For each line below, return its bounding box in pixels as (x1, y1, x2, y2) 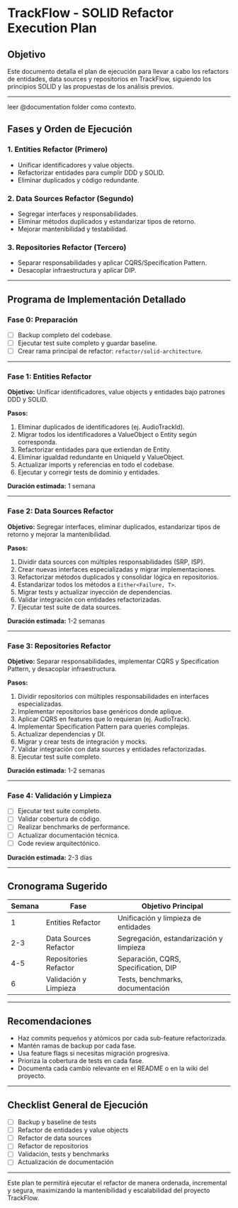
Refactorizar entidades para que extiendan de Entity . (17, 445, 171, 454)
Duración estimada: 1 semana (7, 481, 96, 491)
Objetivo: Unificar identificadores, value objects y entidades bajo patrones (7, 388, 225, 396)
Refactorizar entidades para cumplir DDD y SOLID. (17, 168, 165, 177)
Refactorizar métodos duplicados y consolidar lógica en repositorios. (17, 572, 220, 581)
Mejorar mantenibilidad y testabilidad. (17, 224, 128, 233)
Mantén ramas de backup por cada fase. (17, 1042, 137, 1050)
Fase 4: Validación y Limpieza (7, 790, 112, 800)
